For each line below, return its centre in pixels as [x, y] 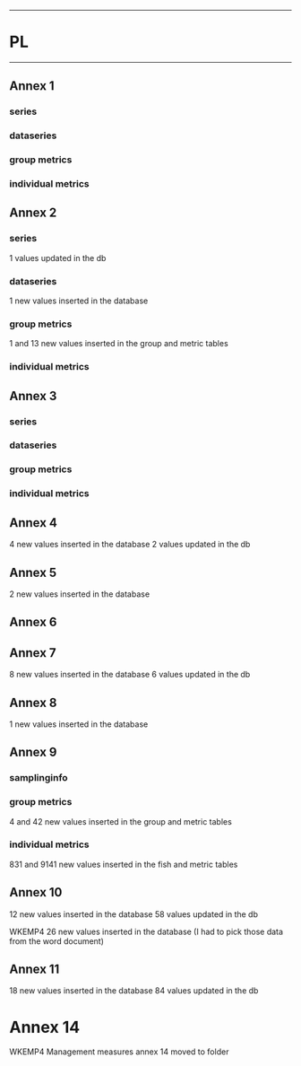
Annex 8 [33, 702]
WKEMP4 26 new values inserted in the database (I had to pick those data [146, 931]
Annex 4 [34, 523]
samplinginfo [39, 778]
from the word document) [57, 941]
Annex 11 [34, 970]
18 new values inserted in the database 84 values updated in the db [134, 991]
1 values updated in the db [58, 258]
